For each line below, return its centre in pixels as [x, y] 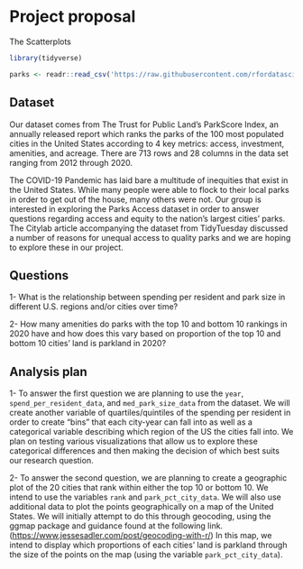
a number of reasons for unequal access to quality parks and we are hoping [150, 237]
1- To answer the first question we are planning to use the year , [127, 393]
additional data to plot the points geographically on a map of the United [142, 507]
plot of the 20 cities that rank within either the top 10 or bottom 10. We [139, 488]
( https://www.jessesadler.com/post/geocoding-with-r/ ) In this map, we [141, 536]
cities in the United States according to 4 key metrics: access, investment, [147, 143]
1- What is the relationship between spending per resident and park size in [147, 297]
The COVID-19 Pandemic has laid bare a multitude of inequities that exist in [149, 180]
